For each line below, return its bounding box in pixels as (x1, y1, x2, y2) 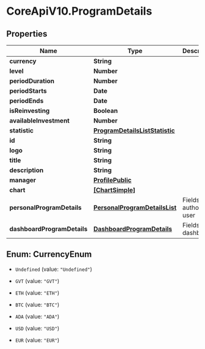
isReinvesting (9, 107, 50, 115)
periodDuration (9, 77, 55, 85)
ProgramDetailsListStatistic (93, 126, 175, 135)
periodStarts (9, 87, 47, 95)
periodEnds (9, 96, 44, 105)
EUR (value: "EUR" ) (15, 336, 60, 344)
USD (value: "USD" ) (15, 325, 60, 332)
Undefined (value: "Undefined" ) (15, 265, 93, 273)
